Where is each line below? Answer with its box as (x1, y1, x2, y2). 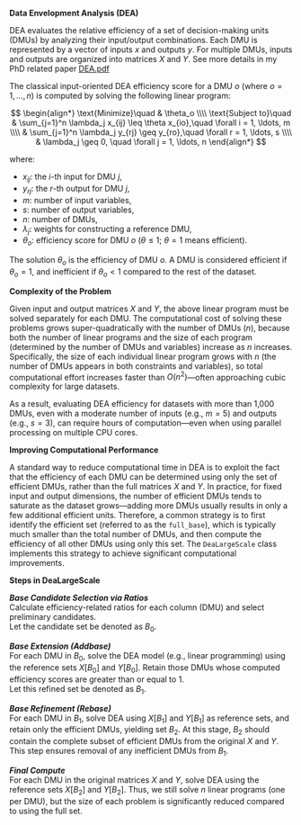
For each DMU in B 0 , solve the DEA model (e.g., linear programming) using (9, 650, 286, 664)
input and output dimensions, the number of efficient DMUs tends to (9, 490, 262, 502)
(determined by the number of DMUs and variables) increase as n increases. (9, 341, 293, 352)
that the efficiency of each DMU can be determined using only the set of (9, 471, 278, 482)
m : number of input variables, (22, 194, 132, 205)
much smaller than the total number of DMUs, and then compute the (9, 529, 262, 540)
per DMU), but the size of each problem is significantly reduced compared (9, 795, 285, 806)
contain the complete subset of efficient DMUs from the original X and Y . (9, 736, 279, 747)
